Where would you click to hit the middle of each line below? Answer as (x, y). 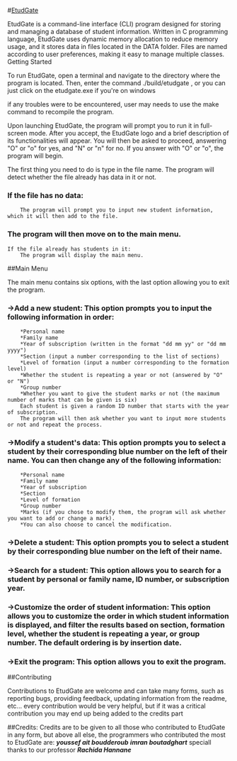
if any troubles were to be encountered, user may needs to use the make (113, 104)
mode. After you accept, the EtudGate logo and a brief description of (129, 133)
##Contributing (29, 677)
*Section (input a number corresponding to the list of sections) (120, 356)
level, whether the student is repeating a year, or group (104, 633)
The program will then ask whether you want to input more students (123, 418)
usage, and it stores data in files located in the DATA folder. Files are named (117, 46)
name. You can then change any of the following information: (114, 460)
